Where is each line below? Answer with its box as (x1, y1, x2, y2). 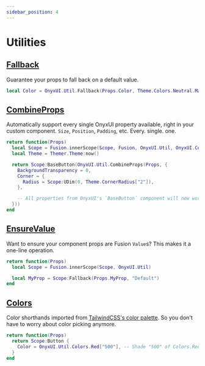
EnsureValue (6, 224, 56, 234)
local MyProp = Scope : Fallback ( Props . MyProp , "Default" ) (12, 275, 160, 282)
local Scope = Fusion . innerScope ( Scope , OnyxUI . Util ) (12, 264, 151, 270)
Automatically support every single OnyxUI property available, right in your (6, 121, 194, 129)
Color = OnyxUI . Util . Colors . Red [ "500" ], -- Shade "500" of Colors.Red (17, 343, 201, 349)
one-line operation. (6, 246, 55, 254)
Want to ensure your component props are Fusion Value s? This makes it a (6, 240, 191, 247)
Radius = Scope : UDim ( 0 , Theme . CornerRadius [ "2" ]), (22, 179, 154, 185)
